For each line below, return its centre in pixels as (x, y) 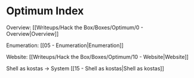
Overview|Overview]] (33, 33)
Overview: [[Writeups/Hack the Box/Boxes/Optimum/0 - (75, 27)
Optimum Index (45, 11)
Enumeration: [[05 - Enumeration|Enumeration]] (65, 45)
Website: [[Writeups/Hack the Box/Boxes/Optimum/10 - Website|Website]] (98, 57)
